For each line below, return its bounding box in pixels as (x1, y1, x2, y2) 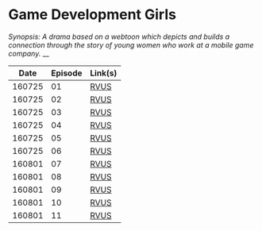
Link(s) (90, 67, 118, 79)
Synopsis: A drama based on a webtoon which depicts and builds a (8, 32, 230, 41)
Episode (51, 67, 83, 79)
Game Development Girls (8, 6, 177, 24)
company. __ (8, 48, 49, 58)
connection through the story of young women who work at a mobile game (8, 40, 254, 49)
